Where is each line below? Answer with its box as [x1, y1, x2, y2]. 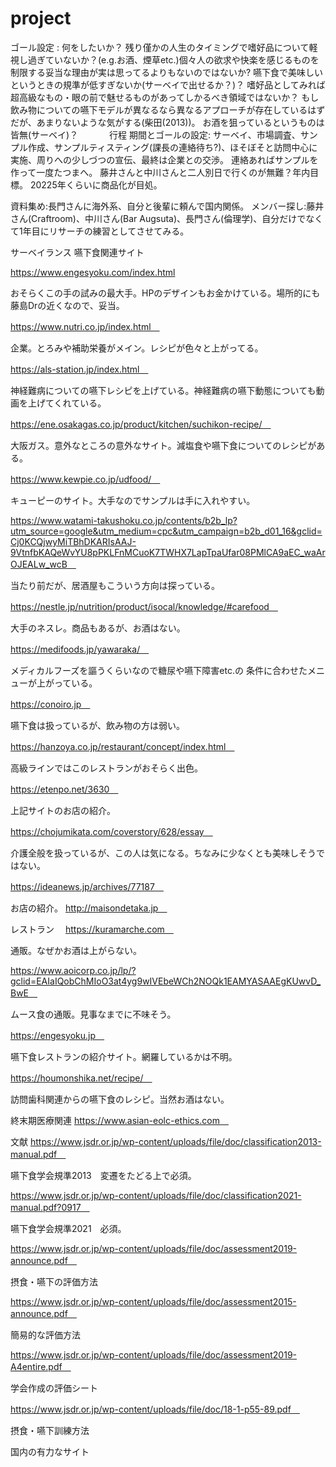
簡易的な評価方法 [10, 1328, 81, 1341]
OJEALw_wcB [10, 558, 68, 570]
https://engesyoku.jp [10, 1029, 97, 1041]
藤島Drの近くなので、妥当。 [10, 299, 125, 311]
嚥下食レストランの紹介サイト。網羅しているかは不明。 [10, 1050, 238, 1062]
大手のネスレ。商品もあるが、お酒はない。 [10, 622, 186, 634]
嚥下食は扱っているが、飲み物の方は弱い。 [10, 719, 186, 731]
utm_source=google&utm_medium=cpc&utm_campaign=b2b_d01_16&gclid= [10, 525, 323, 537]
